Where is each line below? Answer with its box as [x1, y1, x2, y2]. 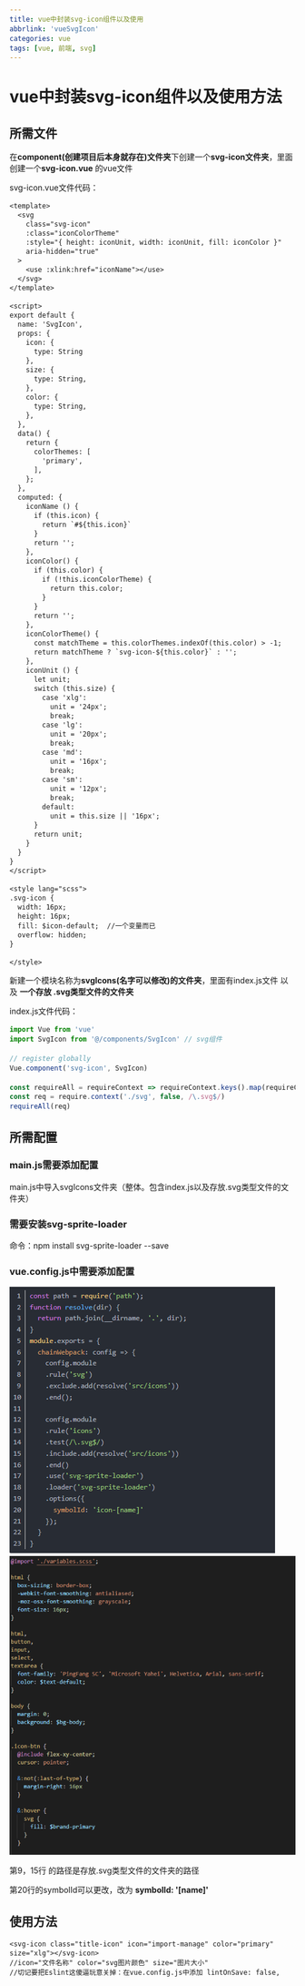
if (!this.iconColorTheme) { [42, 575, 152, 585]
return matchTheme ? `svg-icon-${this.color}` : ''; [33, 647, 238, 657]
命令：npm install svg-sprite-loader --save [9, 1240, 170, 1251]
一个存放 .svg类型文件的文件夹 [19, 986, 134, 997]
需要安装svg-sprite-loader [9, 1217, 127, 1230]
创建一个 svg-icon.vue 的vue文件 [9, 163, 133, 174]
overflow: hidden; [17, 931, 88, 940]
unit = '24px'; [49, 702, 107, 712]
